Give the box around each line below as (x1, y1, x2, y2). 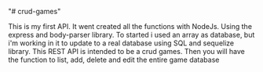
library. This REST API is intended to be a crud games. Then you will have (8, 47, 246, 56)
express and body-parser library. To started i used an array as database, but (8, 31, 255, 39)
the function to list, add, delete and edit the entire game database (8, 55, 220, 64)
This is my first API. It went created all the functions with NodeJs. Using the (8, 22, 253, 31)
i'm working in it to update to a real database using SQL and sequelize (8, 38, 235, 48)
